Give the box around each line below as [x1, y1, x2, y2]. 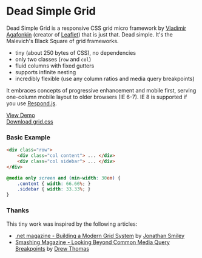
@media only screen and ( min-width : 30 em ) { [6, 175, 121, 181]
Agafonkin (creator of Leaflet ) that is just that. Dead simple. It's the [6, 30, 173, 38]
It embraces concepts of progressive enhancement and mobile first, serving [6, 86, 197, 94]
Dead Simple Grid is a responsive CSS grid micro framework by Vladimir [6, 24, 187, 32]
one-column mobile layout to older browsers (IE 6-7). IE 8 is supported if [6, 93, 187, 100]
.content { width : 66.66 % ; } [17, 181, 91, 187]
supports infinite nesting [15, 68, 76, 75]
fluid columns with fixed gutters [15, 62, 95, 69]
